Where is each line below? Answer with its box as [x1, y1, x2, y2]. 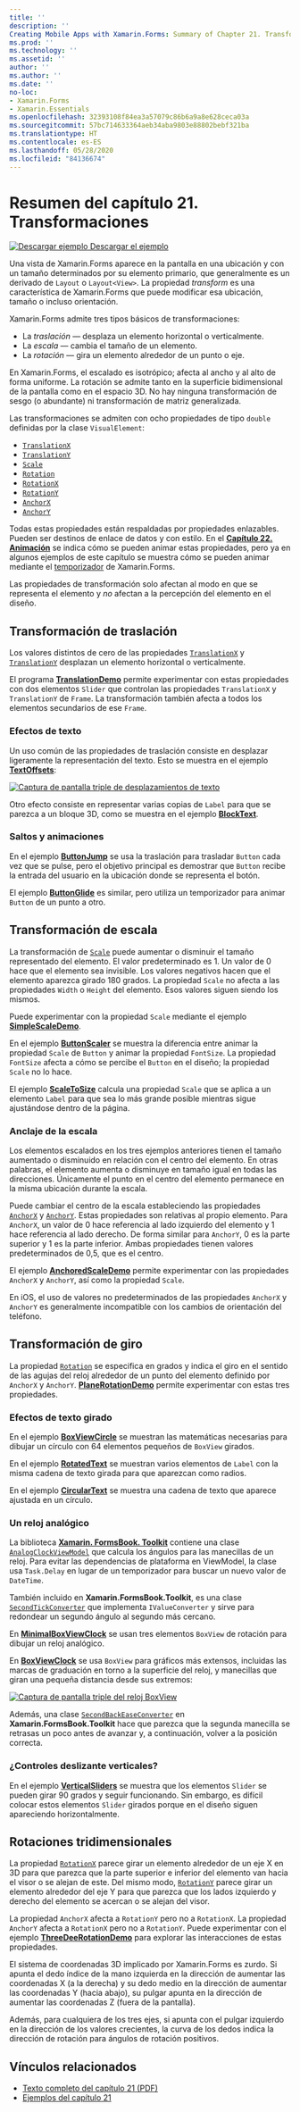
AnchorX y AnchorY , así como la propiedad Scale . [9, 1274, 185, 1285]
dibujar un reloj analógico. [9, 1638, 105, 1649]
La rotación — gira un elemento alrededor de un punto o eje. [21, 350, 246, 361]
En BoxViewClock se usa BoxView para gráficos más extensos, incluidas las [9, 1656, 287, 1666]
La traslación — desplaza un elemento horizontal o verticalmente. [21, 331, 265, 342]
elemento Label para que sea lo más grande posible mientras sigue [9, 1093, 256, 1104]
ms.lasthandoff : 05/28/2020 [9, 146, 114, 154]
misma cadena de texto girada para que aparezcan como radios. [9, 1468, 247, 1479]
